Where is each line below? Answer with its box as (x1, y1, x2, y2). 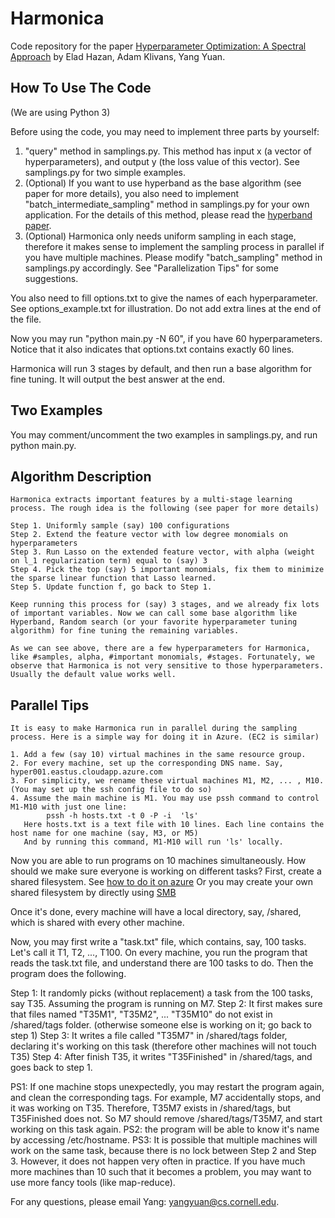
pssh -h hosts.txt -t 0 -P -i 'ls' (46, 811, 199, 821)
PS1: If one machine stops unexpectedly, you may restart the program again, (10, 1081, 325, 1093)
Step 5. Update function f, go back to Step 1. (10, 582, 213, 592)
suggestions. (24, 272, 79, 284)
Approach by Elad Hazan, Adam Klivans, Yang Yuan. (10, 50, 226, 62)
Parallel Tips (10, 697, 90, 714)
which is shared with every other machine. (10, 917, 185, 929)
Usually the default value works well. (10, 670, 177, 680)
